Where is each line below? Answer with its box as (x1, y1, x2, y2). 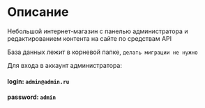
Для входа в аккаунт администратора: (7, 61, 122, 69)
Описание (7, 4, 69, 20)
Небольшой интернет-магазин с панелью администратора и (7, 27, 188, 35)
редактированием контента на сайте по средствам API (7, 34, 172, 42)
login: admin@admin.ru (7, 77, 70, 85)
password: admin (7, 93, 56, 101)
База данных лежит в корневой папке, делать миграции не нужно (7, 48, 198, 56)
